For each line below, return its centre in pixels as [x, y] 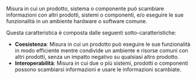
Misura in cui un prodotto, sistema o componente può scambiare [85, 9]
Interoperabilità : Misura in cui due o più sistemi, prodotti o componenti [101, 63]
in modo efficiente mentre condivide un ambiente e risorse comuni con [101, 50]
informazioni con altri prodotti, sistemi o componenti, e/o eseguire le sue [95, 15]
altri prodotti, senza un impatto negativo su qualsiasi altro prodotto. [97, 57]
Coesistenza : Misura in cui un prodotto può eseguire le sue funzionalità [102, 44]
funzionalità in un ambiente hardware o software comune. [77, 21]
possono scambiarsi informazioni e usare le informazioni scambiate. [98, 69]
